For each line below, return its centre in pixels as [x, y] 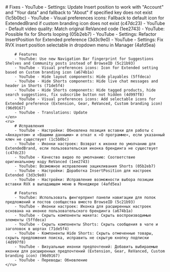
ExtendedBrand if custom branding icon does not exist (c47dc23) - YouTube [85, 23]
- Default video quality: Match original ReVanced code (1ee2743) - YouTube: [85, 29]
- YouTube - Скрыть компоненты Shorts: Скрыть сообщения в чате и [86, 224]
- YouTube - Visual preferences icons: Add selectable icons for [85, 99]
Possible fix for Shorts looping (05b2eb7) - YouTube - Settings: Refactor [81, 34]
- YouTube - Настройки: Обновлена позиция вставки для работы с [84, 130]
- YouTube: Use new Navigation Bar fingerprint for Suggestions [84, 59]
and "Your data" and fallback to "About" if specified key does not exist [79, 12]
